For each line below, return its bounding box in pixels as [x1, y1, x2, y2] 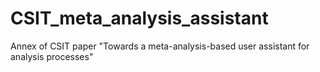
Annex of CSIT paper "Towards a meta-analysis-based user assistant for [10, 40, 310, 52]
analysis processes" [10, 50, 94, 62]
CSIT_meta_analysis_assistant [10, 7, 269, 30]
